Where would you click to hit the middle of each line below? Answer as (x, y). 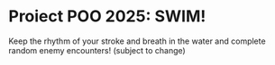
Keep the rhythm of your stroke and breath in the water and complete (137, 41)
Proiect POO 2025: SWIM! (107, 16)
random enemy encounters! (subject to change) (97, 50)
